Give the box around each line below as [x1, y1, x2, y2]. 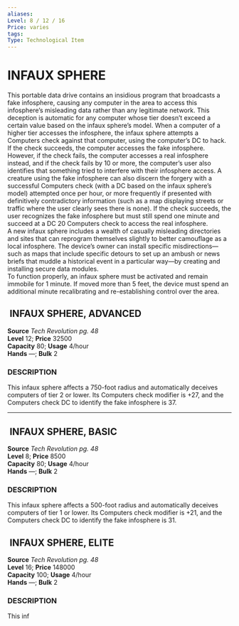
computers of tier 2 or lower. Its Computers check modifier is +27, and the [7, 391, 224, 399]
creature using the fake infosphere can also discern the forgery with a [7, 174, 212, 183]
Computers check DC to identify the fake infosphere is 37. [7, 399, 177, 407]
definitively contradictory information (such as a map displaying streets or [7, 197, 224, 205]
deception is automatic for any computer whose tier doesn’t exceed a [7, 114, 211, 122]
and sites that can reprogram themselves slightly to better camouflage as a [7, 234, 228, 243]
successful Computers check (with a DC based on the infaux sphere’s [7, 182, 212, 190]
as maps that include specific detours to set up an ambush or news [23, 249, 221, 258]
